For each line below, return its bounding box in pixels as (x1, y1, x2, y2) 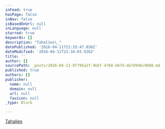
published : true (5, 68, 39, 73)
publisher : (5, 77, 28, 82)
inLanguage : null (5, 26, 42, 31)
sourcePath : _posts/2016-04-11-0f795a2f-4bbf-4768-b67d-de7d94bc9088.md (5, 63, 160, 68)
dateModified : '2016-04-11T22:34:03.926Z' (5, 49, 95, 54)
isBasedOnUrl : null (5, 21, 46, 26)
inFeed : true (5, 7, 33, 12)
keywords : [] (5, 35, 33, 40)
